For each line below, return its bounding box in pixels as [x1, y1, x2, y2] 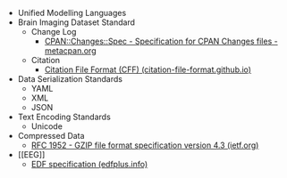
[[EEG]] [17, 150, 46, 159]
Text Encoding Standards [17, 111, 112, 122]
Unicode [30, 121, 63, 132]
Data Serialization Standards [17, 74, 123, 84]
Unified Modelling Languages [17, 8, 127, 18]
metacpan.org [44, 45, 97, 56]
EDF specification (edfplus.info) [30, 159, 148, 169]
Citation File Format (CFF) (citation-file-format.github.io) [44, 64, 252, 75]
